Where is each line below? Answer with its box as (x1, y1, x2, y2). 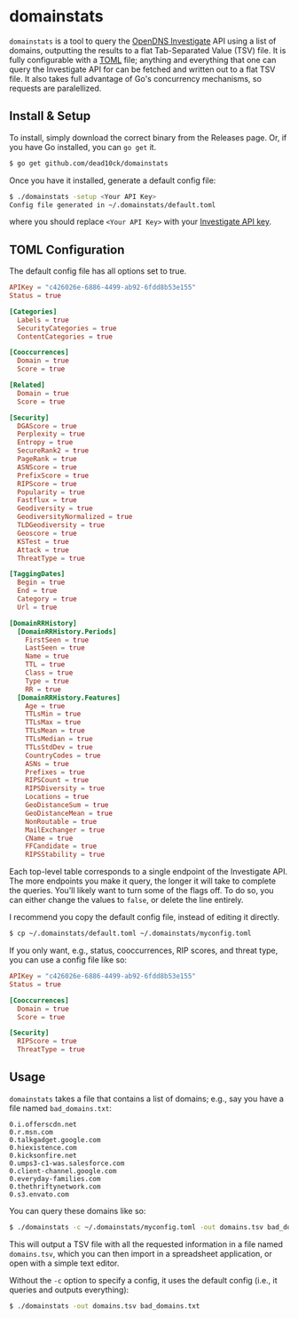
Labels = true (17, 316, 69, 324)
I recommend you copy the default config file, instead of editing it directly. (9, 912, 280, 923)
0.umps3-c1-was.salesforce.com (9, 1158, 125, 1168)
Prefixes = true (25, 767, 86, 777)
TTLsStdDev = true (25, 742, 93, 752)
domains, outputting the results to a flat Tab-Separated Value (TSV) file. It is (9, 44, 286, 55)
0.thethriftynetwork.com (9, 1182, 101, 1191)
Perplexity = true (17, 429, 86, 439)
